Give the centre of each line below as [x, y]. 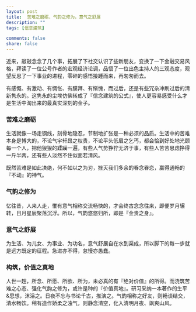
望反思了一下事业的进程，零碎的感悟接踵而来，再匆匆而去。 [78, 76]
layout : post [22, 11]
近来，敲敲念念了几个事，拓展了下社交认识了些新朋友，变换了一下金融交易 [95, 61]
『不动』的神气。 [27, 175]
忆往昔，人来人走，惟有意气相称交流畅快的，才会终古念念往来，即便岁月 [93, 205]
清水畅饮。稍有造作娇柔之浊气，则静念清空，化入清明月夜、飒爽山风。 [90, 303]
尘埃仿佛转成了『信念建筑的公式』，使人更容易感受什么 [117, 95]
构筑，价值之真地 [30, 267]
